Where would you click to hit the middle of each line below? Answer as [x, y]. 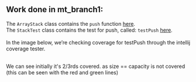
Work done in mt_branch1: [55, 10]
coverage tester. [26, 49]
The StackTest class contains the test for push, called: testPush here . [89, 30]
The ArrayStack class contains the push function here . [71, 23]
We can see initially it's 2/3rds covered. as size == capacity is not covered [96, 66]
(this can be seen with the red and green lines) [62, 72]
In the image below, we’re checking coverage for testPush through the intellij [98, 42]
